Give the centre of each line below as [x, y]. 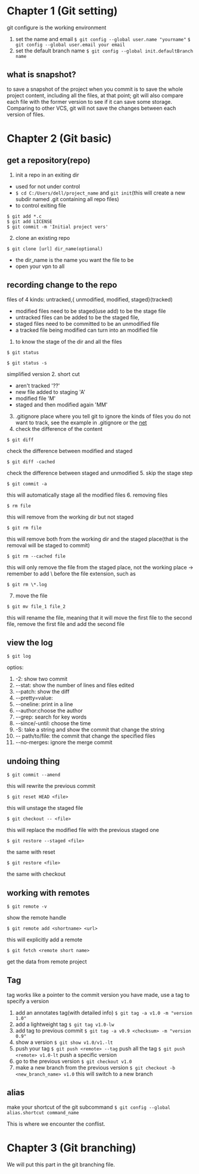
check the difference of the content [59, 429]
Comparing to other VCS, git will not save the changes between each [91, 108]
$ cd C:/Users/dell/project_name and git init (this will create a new [100, 193]
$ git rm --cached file [36, 556]
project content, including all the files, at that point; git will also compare [95, 95]
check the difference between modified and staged [70, 451]
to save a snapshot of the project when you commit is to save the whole [95, 89]
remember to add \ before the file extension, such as [71, 574]
